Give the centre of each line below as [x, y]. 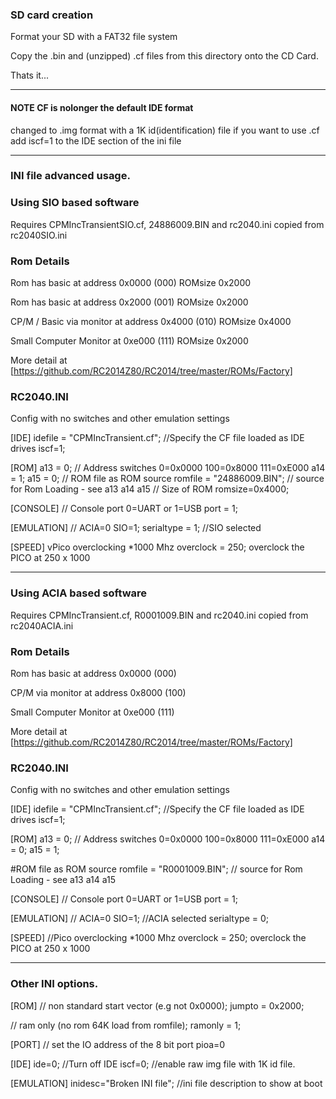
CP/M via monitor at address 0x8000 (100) [98, 692]
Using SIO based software [75, 203]
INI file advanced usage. [70, 176]
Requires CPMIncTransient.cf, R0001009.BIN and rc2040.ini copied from [159, 615]
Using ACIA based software [79, 593]
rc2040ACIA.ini [42, 625]
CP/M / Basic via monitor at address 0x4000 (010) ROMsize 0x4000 [151, 322]
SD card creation [52, 15]
